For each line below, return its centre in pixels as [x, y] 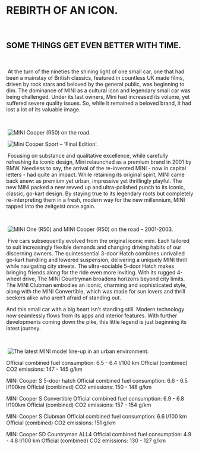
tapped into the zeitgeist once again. [51, 206]
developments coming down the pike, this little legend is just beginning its [97, 321]
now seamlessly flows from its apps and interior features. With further [91, 315]
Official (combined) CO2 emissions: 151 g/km [61, 423]
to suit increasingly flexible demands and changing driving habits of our [94, 247]
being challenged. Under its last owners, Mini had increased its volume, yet [98, 96]
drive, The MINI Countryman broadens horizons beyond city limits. [104, 279]
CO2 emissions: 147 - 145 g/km [44, 369]
